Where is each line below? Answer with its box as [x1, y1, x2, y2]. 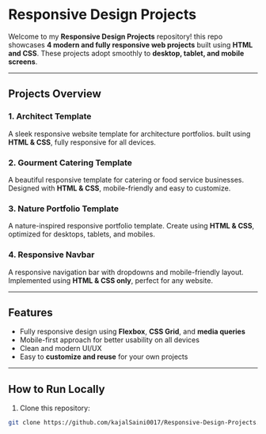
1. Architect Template [8, 111, 92, 122]
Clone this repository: [19, 403, 90, 413]
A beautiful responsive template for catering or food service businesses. [8, 175, 244, 184]
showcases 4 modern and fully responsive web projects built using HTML [8, 40, 253, 49]
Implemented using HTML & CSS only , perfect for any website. [8, 275, 214, 285]
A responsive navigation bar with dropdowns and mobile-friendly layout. [8, 267, 244, 277]
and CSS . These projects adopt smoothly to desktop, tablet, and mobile [8, 48, 245, 58]
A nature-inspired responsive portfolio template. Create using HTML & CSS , [8, 221, 255, 231]
